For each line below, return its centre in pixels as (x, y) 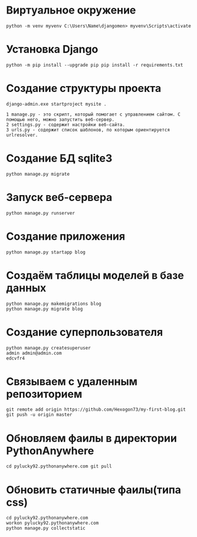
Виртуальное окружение (71, 10)
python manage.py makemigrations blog (54, 304)
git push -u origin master (39, 415)
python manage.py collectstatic (46, 528)
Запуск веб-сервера (59, 197)
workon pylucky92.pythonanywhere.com (52, 523)
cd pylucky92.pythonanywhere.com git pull (59, 466)
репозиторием (44, 394)
